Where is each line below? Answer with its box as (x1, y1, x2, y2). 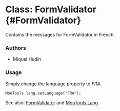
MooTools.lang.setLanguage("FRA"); (5, 90, 82, 96)
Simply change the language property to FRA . (5, 81, 102, 87)
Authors (5, 44, 27, 51)
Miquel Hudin (12, 56, 42, 62)
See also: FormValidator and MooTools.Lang (5, 99, 98, 106)
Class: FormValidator (5, 4, 96, 15)
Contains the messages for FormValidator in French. (5, 31, 115, 38)
